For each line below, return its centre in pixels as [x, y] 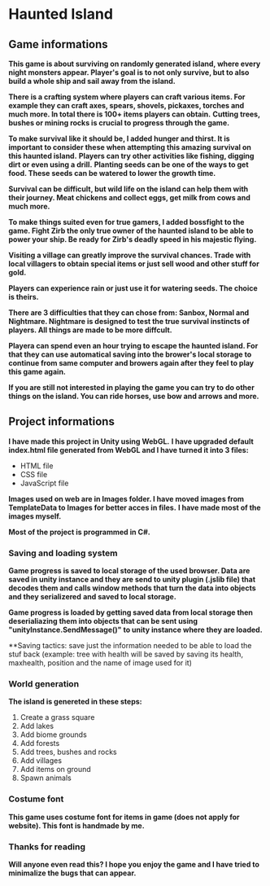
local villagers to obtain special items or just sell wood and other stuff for [134, 264]
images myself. [35, 516]
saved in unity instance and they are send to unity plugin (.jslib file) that [132, 580]
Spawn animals [46, 778]
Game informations [58, 44]
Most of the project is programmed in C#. [79, 532]
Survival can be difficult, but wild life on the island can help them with [128, 189]
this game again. [37, 372]
